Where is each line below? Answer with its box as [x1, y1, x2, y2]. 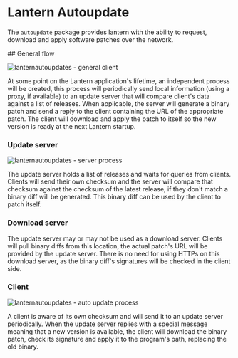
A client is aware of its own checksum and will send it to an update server [7, 312, 224, 320]
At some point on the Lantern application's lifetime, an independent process [7, 76, 230, 85]
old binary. [7, 342, 39, 351]
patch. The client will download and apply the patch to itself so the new [7, 115, 217, 123]
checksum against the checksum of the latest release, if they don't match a [7, 185, 228, 194]
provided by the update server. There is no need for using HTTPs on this [7, 249, 220, 258]
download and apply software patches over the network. [7, 35, 174, 43]
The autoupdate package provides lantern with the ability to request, [7, 28, 207, 36]
